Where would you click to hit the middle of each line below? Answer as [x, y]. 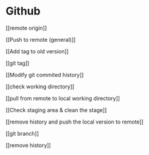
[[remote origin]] [26, 28]
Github [23, 11]
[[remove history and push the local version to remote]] [74, 122]
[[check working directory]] [40, 87]
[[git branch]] [22, 133]
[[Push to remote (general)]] [41, 39]
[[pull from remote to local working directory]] [63, 98]
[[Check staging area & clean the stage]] [56, 110]
